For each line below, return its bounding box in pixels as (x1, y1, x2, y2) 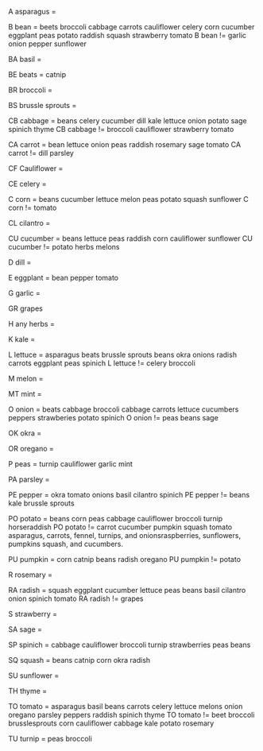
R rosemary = (8, 570, 53, 579)
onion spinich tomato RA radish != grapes (8, 594, 145, 603)
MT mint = (8, 389, 42, 398)
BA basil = (8, 55, 42, 64)
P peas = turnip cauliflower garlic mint (8, 459, 133, 468)
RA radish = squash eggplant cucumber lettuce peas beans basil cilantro (8, 586, 246, 594)
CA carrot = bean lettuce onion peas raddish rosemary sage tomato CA (8, 140, 241, 149)
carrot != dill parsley (8, 149, 74, 157)
